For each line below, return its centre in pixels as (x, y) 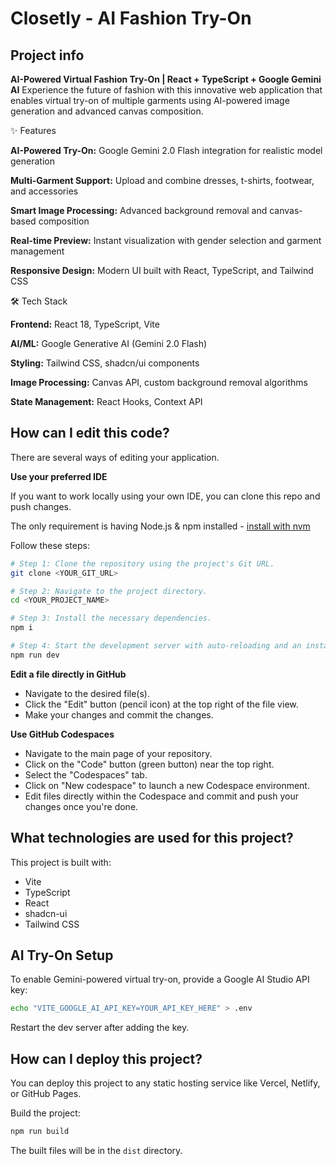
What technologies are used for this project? (152, 838)
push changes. (41, 506)
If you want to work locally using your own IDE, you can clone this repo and (165, 496)
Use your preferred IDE (59, 476)
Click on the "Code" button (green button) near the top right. (149, 764)
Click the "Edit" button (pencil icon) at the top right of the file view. (161, 704)
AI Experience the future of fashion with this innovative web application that (166, 90)
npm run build (40, 1132)
